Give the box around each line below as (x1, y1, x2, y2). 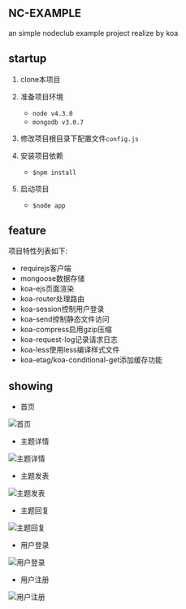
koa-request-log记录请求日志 (19, 335, 118, 344)
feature (8, 224, 47, 238)
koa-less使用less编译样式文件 (19, 345, 120, 355)
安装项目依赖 (19, 151, 63, 160)
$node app (32, 201, 67, 210)
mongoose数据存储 (19, 274, 85, 283)
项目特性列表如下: (8, 246, 68, 256)
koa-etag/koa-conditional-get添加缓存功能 (19, 355, 162, 365)
